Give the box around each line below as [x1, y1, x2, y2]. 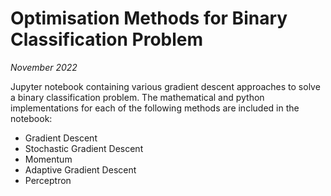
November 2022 [10, 61, 78, 73]
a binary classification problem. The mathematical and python [10, 91, 265, 103]
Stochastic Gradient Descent [24, 142, 144, 154]
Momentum [24, 153, 73, 165]
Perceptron [24, 174, 72, 186]
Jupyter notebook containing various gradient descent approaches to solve [10, 80, 321, 92]
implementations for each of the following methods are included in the [10, 102, 300, 114]
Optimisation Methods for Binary [10, 7, 288, 30]
